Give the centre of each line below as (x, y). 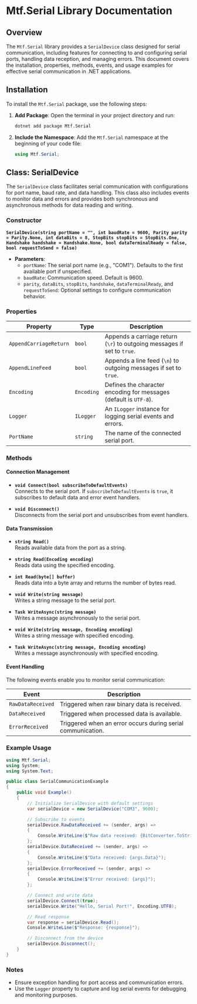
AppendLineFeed (30, 368)
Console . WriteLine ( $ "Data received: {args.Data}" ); (102, 857)
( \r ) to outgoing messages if (144, 343)
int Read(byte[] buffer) (45, 577)
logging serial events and (139, 416)
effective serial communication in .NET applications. (69, 71)
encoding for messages (137, 392)
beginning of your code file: (48, 143)
